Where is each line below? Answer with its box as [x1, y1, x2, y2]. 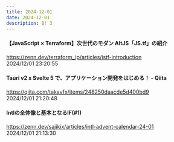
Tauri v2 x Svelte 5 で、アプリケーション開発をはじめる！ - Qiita [6, 74, 167, 82]
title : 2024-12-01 [6, 8, 53, 15]
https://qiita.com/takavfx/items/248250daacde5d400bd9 [6, 88, 149, 95]
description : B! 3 [6, 20, 53, 26]
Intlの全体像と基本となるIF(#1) [6, 109, 82, 117]
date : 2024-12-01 [6, 15, 50, 21]
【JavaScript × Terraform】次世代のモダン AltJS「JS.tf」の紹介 [6, 39, 168, 47]
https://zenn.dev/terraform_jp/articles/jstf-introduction [6, 53, 142, 60]
